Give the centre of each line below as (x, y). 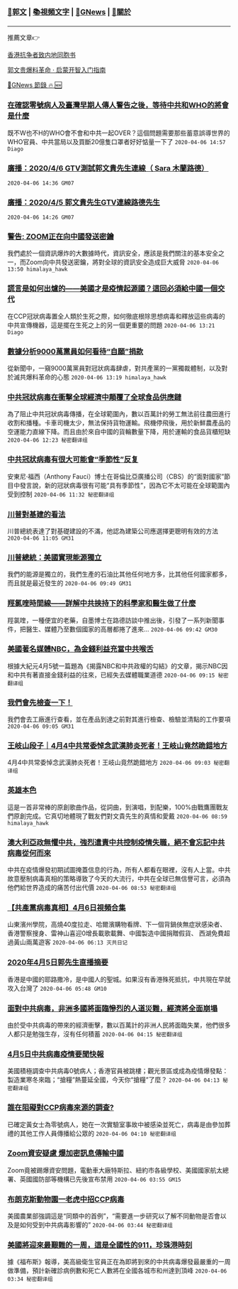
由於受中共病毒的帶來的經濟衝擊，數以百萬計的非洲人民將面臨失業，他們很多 (119, 1025)
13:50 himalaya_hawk (38, 270)
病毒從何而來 (29, 853)
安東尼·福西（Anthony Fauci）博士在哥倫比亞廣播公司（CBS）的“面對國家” (116, 476)
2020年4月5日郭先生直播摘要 (58, 962)
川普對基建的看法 (36, 514)
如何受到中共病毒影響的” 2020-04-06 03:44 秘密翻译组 (96, 1225)
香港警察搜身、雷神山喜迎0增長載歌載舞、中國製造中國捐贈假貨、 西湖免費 (116, 933)
